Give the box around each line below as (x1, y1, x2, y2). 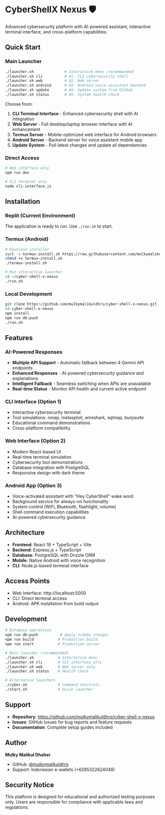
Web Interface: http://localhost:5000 (12, 590, 86, 596)
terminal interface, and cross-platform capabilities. (5, 29, 108, 35)
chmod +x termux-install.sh (5, 256, 63, 261)
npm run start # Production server (5, 642, 100, 647)
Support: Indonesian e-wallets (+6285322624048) (12, 766, 115, 773)
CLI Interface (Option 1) (5, 398, 61, 405)
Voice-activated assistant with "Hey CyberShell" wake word (12, 493, 134, 499)
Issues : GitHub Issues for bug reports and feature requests (12, 719, 132, 725)
